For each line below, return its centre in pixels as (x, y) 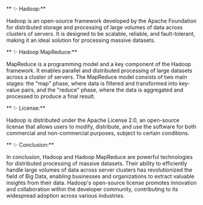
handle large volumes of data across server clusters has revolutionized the (99, 170)
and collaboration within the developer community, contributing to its (92, 189)
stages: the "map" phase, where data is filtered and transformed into (92, 83)
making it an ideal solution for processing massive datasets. (81, 40)
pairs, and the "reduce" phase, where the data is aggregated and (102, 90)
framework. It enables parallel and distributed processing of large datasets (99, 70)
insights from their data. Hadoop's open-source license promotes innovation (101, 183)
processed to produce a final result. (51, 96)
